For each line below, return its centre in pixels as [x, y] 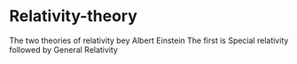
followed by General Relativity [63, 49]
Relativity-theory [73, 16]
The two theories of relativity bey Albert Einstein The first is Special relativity [149, 40]
